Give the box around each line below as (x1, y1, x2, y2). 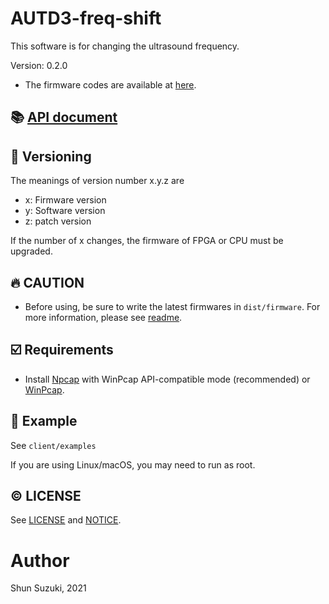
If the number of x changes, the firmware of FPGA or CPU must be (10, 235, 284, 247)
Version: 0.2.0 (10, 59, 68, 71)
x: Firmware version (24, 194, 107, 206)
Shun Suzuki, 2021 (10, 582, 87, 594)
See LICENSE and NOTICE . (10, 514, 122, 526)
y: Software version (24, 205, 106, 217)
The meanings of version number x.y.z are (10, 175, 185, 187)
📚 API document (10, 109, 118, 126)
